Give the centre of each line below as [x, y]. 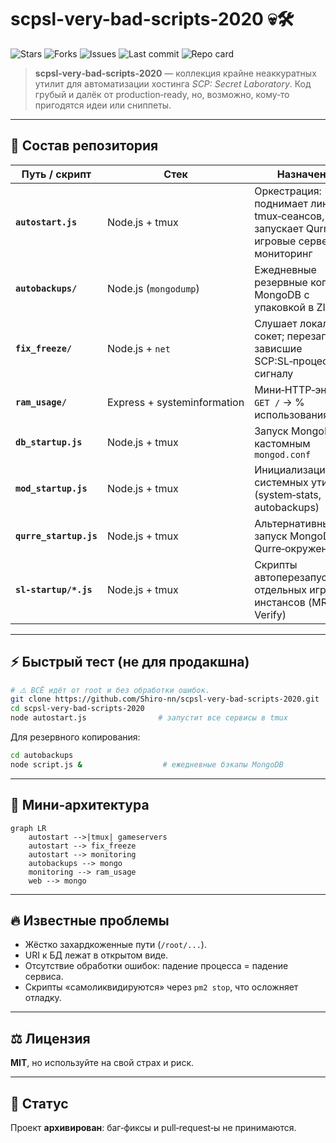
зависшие [278, 348]
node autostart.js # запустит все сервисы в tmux [149, 718]
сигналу [274, 373]
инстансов [280, 602]
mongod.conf [283, 454]
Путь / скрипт [56, 174]
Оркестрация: [288, 191]
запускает [279, 228]
